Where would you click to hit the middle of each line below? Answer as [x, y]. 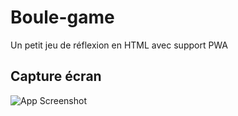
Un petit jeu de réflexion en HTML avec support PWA [119, 45]
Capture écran [56, 76]
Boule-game [62, 17]
